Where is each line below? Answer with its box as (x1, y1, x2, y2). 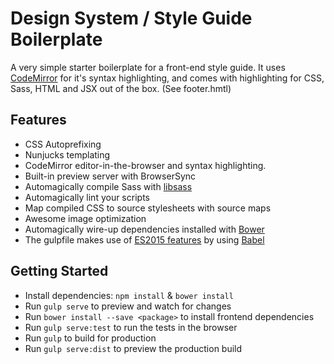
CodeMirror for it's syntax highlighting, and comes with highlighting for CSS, (10, 72, 325, 84)
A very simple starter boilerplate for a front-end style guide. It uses (10, 61, 286, 73)
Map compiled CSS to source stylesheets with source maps (24, 202, 272, 214)
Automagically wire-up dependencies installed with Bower (24, 223, 265, 235)
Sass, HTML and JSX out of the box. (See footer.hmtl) (10, 82, 232, 94)
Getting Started (10, 263, 109, 280)
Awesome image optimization (24, 212, 147, 224)
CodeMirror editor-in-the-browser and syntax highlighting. (24, 159, 267, 171)
